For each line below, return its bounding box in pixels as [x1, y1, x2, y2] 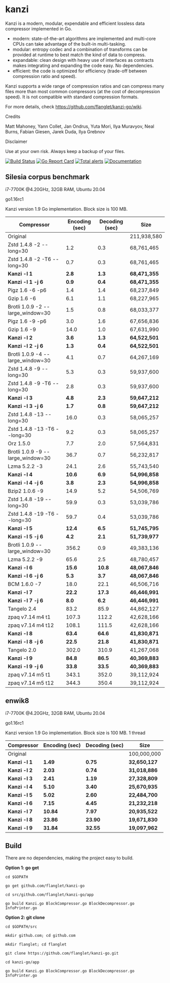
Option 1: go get [5, 865, 39, 871]
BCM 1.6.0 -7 [8, 580, 41, 587]
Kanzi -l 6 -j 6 [8, 572, 44, 579]
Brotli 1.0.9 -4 [8, 351, 42, 358]
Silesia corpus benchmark [5, 173, 90, 181]
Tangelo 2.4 [8, 605, 36, 612]
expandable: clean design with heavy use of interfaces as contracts [12, 57, 154, 63]
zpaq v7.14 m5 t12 [8, 679, 54, 686]
